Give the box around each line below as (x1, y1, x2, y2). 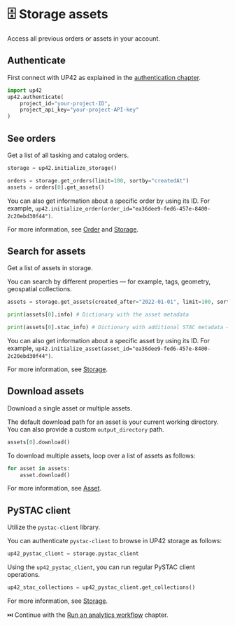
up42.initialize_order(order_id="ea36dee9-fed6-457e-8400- (34, 205, 211, 212)
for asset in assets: (7, 465, 71, 472)
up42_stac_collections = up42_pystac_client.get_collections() (7, 584, 196, 591)
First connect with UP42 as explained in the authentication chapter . (7, 73, 201, 81)
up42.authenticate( (7, 93, 64, 100)
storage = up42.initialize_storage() (7, 164, 117, 171)
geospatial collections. (7, 285, 72, 293)
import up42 (7, 86, 42, 94)
